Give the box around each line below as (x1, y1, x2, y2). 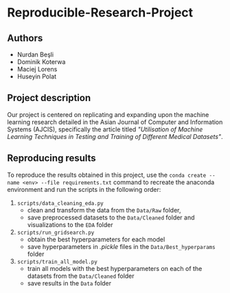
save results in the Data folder (27, 279, 112, 287)
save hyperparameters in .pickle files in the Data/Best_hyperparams (27, 242, 216, 250)
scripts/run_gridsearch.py (16, 229, 95, 236)
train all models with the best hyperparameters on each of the (27, 264, 203, 272)
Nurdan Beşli (16, 50, 54, 58)
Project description (7, 92, 91, 104)
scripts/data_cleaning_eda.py (16, 199, 104, 207)
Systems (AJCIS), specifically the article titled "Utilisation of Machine (7, 125, 203, 133)
